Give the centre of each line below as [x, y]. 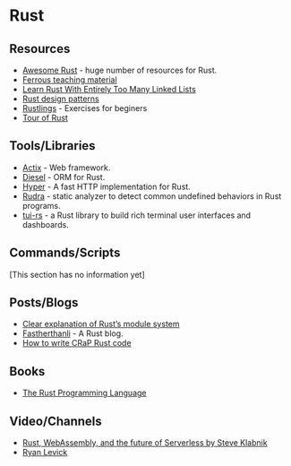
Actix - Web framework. [66, 168]
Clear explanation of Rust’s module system [101, 324]
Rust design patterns [61, 99]
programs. [41, 205]
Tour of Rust [45, 118]
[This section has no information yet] [77, 274]
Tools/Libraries [52, 146]
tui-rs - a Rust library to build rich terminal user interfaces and [137, 215]
